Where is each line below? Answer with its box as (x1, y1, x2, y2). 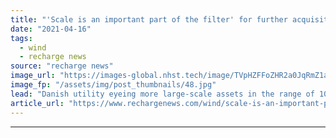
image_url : (10, 71, 56, 81)
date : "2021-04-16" (10, 24, 92, 34)
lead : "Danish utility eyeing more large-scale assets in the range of (10, 89, 315, 99)
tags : (10, 33, 33, 43)
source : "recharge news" (10, 61, 114, 71)
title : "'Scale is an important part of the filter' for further (10, 14, 288, 25)
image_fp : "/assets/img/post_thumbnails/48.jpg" (10, 80, 217, 90)
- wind (19, 42, 47, 53)
